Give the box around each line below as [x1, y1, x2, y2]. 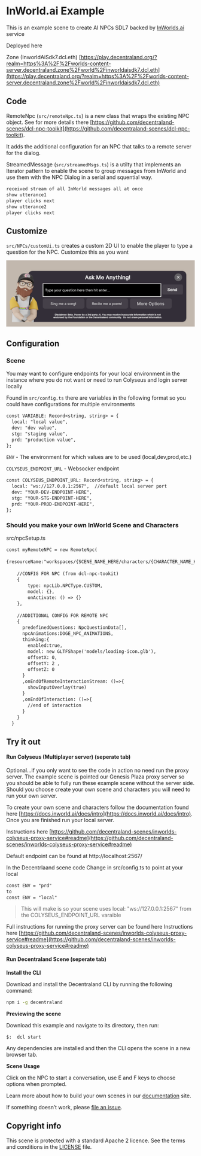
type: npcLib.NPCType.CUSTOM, [28, 583, 103, 589]
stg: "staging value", [11, 431, 68, 437]
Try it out [6, 737, 41, 747]
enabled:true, [28, 643, 63, 649]
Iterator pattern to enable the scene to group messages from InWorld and [6, 167, 187, 174]
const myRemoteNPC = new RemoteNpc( [6, 547, 98, 553]
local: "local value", [11, 419, 68, 425]
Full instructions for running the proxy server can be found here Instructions [6, 923, 193, 930]
